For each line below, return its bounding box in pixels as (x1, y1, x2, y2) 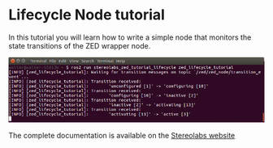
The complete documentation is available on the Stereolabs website (8, 131, 236, 141)
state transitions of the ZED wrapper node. (8, 40, 151, 50)
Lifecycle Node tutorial (8, 6, 165, 24)
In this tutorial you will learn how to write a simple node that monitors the (8, 32, 252, 42)
